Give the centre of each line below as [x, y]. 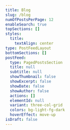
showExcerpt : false [31, 81]
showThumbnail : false [33, 77]
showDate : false [27, 86]
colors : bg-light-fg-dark [38, 110]
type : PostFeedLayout [28, 48]
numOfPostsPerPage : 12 [29, 19]
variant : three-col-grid [36, 105]
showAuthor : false [30, 91]
